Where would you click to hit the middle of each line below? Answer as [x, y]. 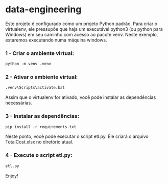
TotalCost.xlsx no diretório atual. [39, 142]
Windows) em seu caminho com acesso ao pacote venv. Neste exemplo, [82, 34]
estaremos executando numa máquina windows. [56, 40]
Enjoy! [12, 176]
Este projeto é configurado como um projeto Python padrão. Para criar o [81, 24]
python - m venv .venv [28, 64]
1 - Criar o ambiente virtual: [40, 53]
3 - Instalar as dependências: [42, 116]
